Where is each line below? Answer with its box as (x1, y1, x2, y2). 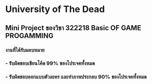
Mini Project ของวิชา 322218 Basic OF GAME (5, 24, 141, 32)
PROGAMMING (5, 31, 54, 40)
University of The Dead (5, 4, 105, 15)
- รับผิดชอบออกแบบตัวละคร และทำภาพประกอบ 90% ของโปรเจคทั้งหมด (5, 73, 147, 80)
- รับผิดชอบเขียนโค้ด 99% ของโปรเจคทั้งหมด (5, 60, 95, 67)
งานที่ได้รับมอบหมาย (5, 46, 45, 53)
